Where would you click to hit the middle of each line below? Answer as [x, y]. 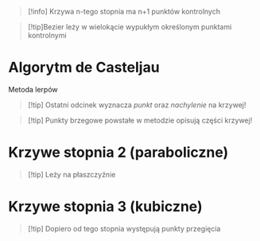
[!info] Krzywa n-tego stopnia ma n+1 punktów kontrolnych [124, 12]
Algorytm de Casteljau [84, 68]
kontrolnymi [47, 35]
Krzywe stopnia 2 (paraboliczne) [118, 152]
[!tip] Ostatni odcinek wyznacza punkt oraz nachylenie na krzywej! [137, 105]
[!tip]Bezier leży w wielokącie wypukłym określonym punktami [130, 27]
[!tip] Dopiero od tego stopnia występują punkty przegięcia [124, 228]
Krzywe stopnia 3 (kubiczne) [105, 207]
